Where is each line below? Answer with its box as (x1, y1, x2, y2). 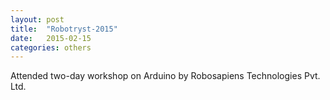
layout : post (10, 14, 65, 25)
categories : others (10, 42, 92, 53)
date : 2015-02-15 (10, 33, 92, 43)
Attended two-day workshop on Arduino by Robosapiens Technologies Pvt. (10, 70, 321, 82)
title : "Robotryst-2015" (10, 24, 118, 34)
